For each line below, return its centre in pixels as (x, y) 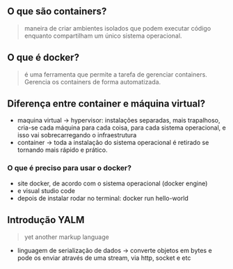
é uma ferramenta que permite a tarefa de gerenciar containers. (115, 74)
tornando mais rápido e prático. (62, 150)
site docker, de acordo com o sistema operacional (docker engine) (112, 183)
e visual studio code (46, 190)
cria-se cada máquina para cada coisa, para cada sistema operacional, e (121, 128)
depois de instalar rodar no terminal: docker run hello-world (103, 198)
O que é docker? (43, 57)
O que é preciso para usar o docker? (70, 168)
